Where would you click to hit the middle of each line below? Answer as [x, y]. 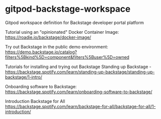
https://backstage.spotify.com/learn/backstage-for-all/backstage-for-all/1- [80, 106]
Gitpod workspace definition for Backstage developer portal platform [75, 23]
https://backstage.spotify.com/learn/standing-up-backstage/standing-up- [80, 71]
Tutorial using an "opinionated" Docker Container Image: [62, 32]
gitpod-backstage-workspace [68, 9]
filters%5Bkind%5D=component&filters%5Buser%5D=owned [67, 57]
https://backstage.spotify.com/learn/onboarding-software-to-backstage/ [79, 92]
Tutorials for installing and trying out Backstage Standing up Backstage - [78, 67]
